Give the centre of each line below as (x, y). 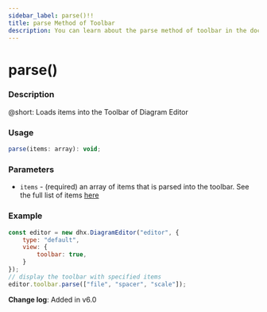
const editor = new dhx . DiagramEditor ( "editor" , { (94, 232)
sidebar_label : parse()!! (51, 16)
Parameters (31, 170)
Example (25, 216)
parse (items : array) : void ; (55, 149)
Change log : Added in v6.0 (52, 299)
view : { (35, 248)
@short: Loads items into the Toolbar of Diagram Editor (98, 111)
